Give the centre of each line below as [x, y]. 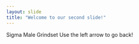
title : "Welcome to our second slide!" [56, 17]
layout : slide [24, 12]
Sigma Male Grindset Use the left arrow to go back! [70, 34]
